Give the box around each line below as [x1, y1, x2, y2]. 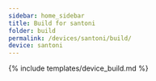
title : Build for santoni [8, 19, 95, 27]
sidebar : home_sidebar [8, 11, 85, 20]
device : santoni [8, 42, 63, 50]
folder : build [8, 26, 57, 34]
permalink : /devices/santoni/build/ [8, 34, 132, 43]
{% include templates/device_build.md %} [8, 63, 149, 73]
